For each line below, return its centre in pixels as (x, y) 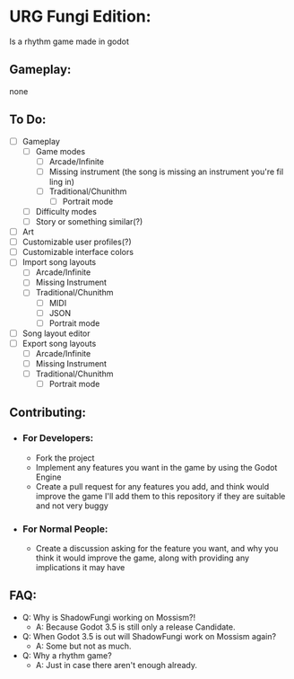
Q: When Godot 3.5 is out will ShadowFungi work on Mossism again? (149, 636)
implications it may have (80, 568)
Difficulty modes (66, 211)
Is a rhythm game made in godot (69, 41)
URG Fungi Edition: (80, 17)
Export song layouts (59, 343)
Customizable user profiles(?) (77, 242)
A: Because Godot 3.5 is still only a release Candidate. (135, 627)
